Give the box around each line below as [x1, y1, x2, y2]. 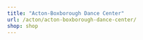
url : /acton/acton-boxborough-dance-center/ [7, 16, 137, 23]
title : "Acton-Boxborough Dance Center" [7, 9, 125, 17]
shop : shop [7, 22, 38, 29]
